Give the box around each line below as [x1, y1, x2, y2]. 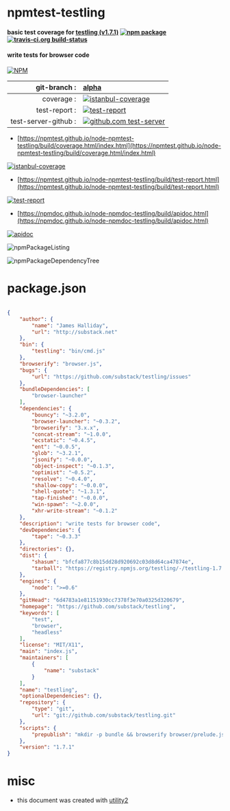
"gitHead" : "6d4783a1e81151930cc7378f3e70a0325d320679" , [19, 597, 186, 604]
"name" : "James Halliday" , [31, 322, 109, 329]
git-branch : [35, 82, 77, 92]
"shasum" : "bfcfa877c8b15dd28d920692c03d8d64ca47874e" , [31, 559, 194, 566]
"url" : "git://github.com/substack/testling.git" [31, 712, 176, 719]
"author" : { [19, 315, 53, 322]
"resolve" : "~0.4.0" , [31, 476, 94, 482]
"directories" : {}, [19, 546, 75, 553]
